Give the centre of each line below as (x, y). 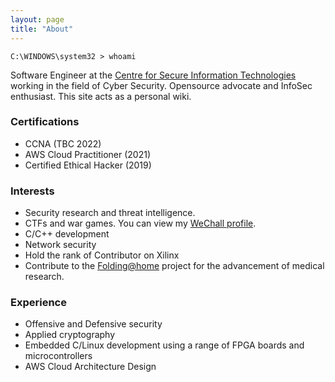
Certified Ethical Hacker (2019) (88, 165)
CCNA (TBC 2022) (63, 143)
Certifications (45, 122)
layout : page (37, 19)
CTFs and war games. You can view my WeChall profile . (140, 223)
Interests (32, 191)
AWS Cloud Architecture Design (90, 367)
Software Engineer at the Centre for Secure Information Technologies (153, 75)
